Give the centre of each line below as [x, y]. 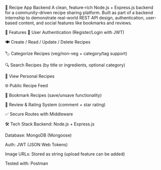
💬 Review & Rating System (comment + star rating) [55, 105]
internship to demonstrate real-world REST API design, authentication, [75, 18]
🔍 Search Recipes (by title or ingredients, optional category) [65, 65]
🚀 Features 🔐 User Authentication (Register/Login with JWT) [65, 32]
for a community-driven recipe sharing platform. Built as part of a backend [79, 13]
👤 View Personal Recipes [30, 76]
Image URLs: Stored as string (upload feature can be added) [65, 154]
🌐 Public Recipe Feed [27, 85]
